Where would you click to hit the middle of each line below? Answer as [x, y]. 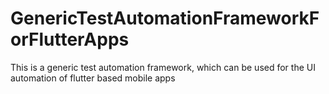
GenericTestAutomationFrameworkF [165, 18]
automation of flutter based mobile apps [93, 78]
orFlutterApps [70, 39]
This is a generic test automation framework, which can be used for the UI [163, 67]
